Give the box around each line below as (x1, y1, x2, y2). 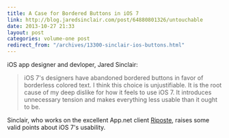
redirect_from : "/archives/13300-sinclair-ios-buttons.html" (7, 42, 185, 49)
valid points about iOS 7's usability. (7, 124, 106, 131)
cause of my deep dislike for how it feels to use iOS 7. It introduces (23, 88, 212, 96)
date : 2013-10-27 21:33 (7, 23, 75, 29)
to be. (23, 103, 41, 111)
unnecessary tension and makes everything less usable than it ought (23, 96, 217, 103)
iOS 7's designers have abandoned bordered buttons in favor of (23, 74, 204, 82)
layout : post (7, 29, 44, 36)
